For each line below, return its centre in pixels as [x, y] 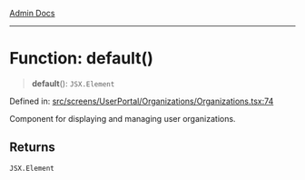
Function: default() [82, 59]
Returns [33, 148]
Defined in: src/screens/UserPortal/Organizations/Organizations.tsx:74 [142, 101]
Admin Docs [32, 13]
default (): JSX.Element [73, 83]
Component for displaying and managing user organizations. [123, 118]
